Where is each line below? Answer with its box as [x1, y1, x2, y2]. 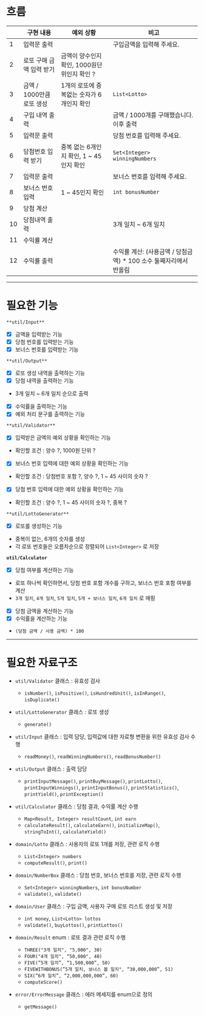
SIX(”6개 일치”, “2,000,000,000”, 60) [24, 972, 119, 979]
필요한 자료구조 [6, 656, 78, 669]
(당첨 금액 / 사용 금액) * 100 [15, 628, 84, 634]
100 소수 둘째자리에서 [127, 256, 188, 265]
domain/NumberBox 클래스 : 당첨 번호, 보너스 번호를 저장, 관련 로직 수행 [15, 871, 182, 879]
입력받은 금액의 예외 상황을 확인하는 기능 [15, 434, 111, 442]
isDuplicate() [24, 697, 60, 703]
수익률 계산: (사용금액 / [112, 247, 175, 256]
